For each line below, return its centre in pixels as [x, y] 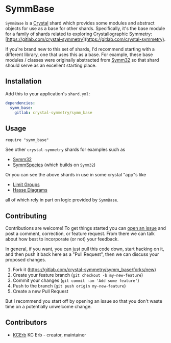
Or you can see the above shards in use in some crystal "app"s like [76, 175]
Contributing [26, 216]
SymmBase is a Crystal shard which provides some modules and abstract [80, 23]
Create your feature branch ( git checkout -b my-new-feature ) [78, 275]
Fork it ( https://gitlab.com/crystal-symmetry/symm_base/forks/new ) [84, 270]
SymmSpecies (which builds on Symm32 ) [54, 165]
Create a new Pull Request [41, 291]
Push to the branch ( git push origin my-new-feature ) [69, 286]
